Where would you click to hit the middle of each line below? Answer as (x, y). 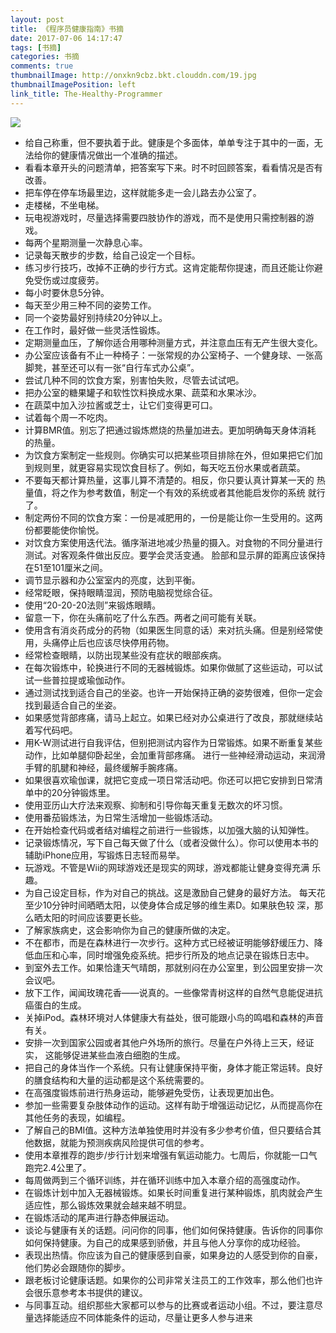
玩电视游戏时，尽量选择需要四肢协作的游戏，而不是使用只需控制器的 (165, 217)
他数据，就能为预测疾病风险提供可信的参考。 (117, 1142)
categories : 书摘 (45, 57)
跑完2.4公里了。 (58, 1167)
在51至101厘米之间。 (66, 567)
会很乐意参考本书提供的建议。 (86, 1292)
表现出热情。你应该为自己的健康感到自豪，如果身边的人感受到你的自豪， (173, 1255)
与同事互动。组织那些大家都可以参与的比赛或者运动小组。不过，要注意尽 (173, 1305)
